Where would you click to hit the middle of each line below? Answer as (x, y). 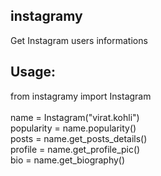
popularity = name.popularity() (73, 128)
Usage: (33, 72)
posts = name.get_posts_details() (79, 138)
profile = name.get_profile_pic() (75, 149)
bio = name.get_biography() (68, 160)
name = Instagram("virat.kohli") (75, 117)
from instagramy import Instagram (81, 96)
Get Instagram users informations (79, 40)
